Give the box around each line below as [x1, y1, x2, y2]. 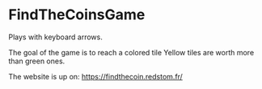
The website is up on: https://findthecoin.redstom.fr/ [8, 71, 184, 81]
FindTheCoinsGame [8, 6, 146, 24]
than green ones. [8, 56, 65, 66]
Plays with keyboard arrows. [8, 32, 103, 42]
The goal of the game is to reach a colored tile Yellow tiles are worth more [8, 47, 255, 57]
